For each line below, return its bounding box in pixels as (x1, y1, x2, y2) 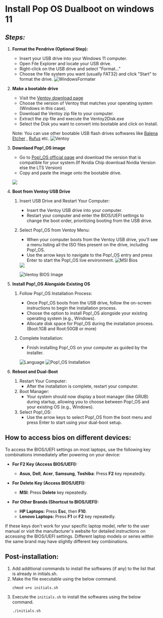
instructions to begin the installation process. (26, 305, 117, 311)
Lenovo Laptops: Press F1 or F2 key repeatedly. (19, 513, 116, 519)
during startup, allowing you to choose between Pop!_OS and (26, 399, 149, 405)
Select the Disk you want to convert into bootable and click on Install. (19, 121, 158, 127)
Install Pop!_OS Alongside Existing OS (12, 281, 91, 287)
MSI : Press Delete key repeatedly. (19, 489, 88, 495)
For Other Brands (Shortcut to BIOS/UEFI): (12, 499, 99, 505)
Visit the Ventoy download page (19, 95, 84, 101)
